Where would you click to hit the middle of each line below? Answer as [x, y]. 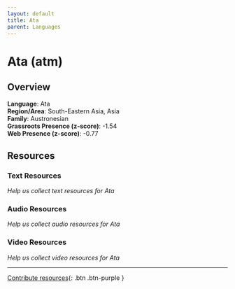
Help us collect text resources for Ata [61, 191]
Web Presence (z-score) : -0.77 [53, 134]
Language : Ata [29, 104]
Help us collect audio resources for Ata [64, 224]
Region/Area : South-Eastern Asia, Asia [64, 111]
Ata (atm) [35, 61]
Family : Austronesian [38, 119]
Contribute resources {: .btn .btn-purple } [66, 278]
